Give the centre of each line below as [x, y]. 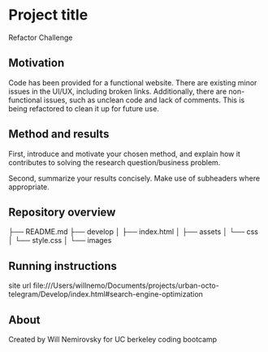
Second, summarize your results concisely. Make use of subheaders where [134, 178]
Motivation [37, 63]
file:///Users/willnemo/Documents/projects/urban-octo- [126, 285]
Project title [48, 15]
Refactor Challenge [41, 37]
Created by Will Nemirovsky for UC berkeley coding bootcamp [113, 339]
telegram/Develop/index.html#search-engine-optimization [106, 294]
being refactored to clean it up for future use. [84, 108]
